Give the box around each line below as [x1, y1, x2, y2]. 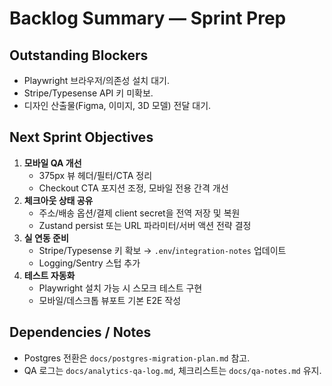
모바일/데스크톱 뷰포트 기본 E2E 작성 [38, 294, 182, 306]
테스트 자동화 [23, 269, 76, 281]
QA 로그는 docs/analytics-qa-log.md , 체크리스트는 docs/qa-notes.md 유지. [23, 364, 322, 376]
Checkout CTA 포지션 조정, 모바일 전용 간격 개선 [38, 182, 229, 194]
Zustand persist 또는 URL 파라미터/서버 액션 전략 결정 [38, 219, 252, 231]
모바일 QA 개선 [23, 157, 82, 169]
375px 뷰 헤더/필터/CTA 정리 [38, 169, 153, 181]
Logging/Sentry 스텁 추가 [38, 257, 141, 269]
